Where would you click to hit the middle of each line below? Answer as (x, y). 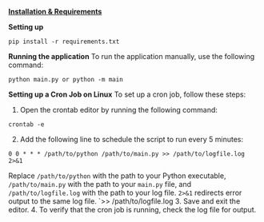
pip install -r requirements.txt (64, 42)
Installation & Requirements (55, 12)
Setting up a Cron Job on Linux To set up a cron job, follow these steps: (127, 94)
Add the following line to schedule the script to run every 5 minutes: (132, 139)
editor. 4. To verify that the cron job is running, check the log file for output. (132, 210)
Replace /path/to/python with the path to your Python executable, (117, 176)
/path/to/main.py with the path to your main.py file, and (100, 184)
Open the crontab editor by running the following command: (119, 110)
